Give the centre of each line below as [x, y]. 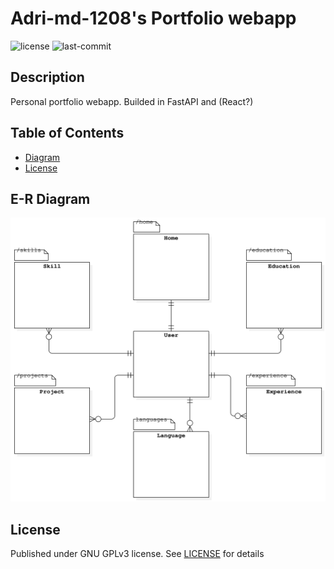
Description [47, 77]
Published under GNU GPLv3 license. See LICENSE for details [137, 553]
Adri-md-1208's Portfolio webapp [153, 18]
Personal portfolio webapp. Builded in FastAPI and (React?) [132, 101]
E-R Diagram [50, 198]
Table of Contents [67, 133]
